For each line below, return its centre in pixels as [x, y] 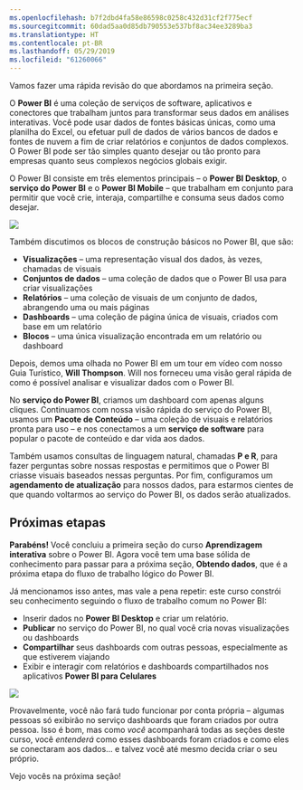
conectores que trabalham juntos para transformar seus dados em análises [149, 113]
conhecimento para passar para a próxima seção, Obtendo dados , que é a [148, 564]
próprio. [24, 758]
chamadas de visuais [62, 269]
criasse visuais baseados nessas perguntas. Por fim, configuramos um [141, 475]
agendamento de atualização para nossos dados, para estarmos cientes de [151, 485]
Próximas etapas [57, 523]
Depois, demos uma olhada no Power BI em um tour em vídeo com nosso [146, 363]
